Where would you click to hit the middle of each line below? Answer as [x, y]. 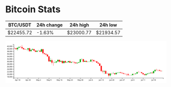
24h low [108, 25]
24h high [79, 25]
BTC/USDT [20, 25]
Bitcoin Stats [33, 9]
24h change [50, 25]
